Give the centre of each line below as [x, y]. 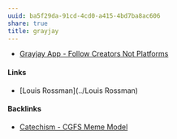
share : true [28, 23]
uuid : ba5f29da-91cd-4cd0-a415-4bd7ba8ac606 [84, 16]
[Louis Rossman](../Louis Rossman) [79, 91]
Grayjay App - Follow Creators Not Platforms [94, 54]
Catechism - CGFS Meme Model [73, 127]
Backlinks [25, 109]
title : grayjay [33, 31]
